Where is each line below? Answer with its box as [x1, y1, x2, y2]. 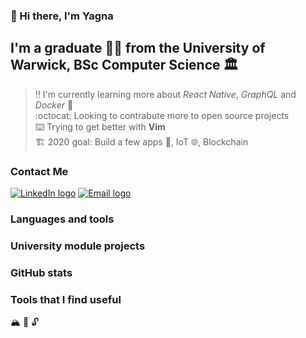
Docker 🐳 [34, 99, 74, 111]
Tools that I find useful [10, 292, 122, 306]
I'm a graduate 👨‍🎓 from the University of [10, 40, 266, 57]
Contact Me [10, 164, 69, 178]
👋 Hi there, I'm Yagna [10, 9, 114, 23]
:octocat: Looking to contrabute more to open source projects [34, 109, 290, 121]
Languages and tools [10, 212, 115, 226]
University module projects [10, 239, 146, 253]
